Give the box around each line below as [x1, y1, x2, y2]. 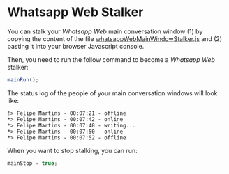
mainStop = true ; [7, 159, 58, 167]
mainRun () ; [7, 76, 39, 84]
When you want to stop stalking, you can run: [7, 146, 138, 155]
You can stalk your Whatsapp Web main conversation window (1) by [7, 27, 203, 35]
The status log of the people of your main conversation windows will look [7, 88, 218, 97]
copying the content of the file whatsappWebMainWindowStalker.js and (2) [7, 34, 222, 42]
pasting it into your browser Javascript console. [7, 42, 145, 50]
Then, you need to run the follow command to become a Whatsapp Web [7, 55, 215, 63]
